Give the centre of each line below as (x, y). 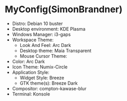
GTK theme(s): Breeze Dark (49, 83)
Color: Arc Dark (29, 61)
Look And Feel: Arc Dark (45, 45)
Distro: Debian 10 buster (37, 23)
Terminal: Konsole (31, 94)
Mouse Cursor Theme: (43, 56)
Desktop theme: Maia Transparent (56, 50)
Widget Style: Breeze (42, 78)
